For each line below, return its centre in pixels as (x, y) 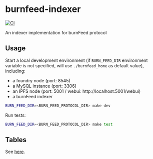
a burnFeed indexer (32, 96)
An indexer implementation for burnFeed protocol (56, 32)
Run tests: (15, 115)
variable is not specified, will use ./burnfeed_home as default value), (74, 65)
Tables (16, 140)
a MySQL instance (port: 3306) (44, 86)
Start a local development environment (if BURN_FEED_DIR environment (76, 60)
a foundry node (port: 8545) (41, 80)
